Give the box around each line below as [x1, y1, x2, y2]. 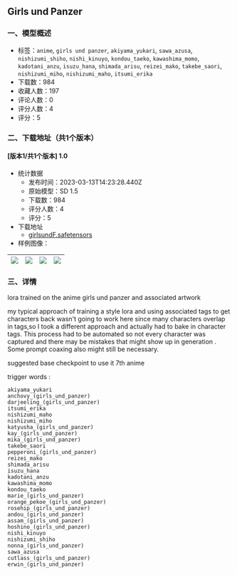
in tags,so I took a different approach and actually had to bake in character [7, 322, 226, 331]
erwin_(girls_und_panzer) [7, 561, 84, 569]
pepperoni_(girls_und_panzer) [7, 449, 98, 456]
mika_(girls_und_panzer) [7, 436, 81, 444]
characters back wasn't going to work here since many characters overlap [7, 315, 226, 323]
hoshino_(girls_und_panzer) [7, 524, 91, 531]
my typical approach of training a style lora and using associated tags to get [7, 307, 231, 316]
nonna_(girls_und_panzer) [7, 542, 84, 549]
